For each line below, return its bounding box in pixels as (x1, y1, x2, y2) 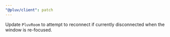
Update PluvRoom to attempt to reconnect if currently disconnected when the (5, 21, 165, 27)
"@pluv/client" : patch (5, 7, 53, 13)
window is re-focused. (5, 26, 52, 33)
